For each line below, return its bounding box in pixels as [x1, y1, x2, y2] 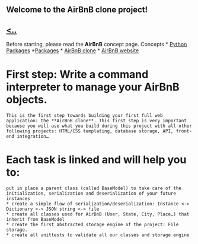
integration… [17, 134, 49, 140]
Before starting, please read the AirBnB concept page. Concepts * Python [6, 41, 187, 48]
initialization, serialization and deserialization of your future [6, 191, 177, 197]
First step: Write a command [6, 68, 149, 81]
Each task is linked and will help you [6, 153, 187, 167]
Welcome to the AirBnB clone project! [6, 5, 148, 15]
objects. [6, 93, 47, 106]
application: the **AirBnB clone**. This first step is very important [6, 118, 187, 124]
